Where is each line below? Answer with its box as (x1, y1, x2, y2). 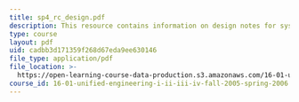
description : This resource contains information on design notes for (9, 21, 277, 30)
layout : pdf (9, 37, 53, 47)
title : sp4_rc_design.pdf (9, 12, 105, 22)
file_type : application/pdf (9, 54, 114, 63)
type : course (9, 29, 58, 38)
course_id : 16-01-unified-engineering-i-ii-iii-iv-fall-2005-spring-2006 (9, 79, 289, 88)
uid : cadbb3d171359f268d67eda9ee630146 (9, 46, 158, 55)
